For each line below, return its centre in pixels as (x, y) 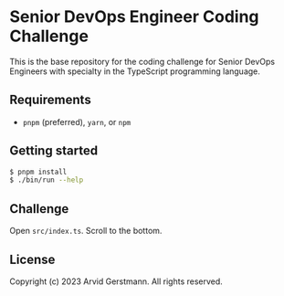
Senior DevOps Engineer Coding (134, 17)
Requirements (50, 100)
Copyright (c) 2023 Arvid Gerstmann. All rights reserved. (116, 281)
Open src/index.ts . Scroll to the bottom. (86, 231)
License (32, 259)
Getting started (54, 151)
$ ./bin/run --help (47, 180)
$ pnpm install (38, 172)
